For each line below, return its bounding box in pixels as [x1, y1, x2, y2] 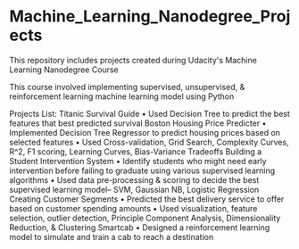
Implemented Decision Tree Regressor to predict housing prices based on [9, 127, 281, 137]
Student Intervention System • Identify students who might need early [9, 155, 267, 166]
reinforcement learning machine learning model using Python [9, 91, 235, 102]
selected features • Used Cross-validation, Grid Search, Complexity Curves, [9, 137, 289, 147]
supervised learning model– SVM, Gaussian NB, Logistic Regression [9, 184, 260, 195]
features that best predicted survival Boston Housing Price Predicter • [9, 118, 267, 129]
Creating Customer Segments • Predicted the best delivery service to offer [9, 194, 285, 204]
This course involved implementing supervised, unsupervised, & [9, 81, 245, 92]
